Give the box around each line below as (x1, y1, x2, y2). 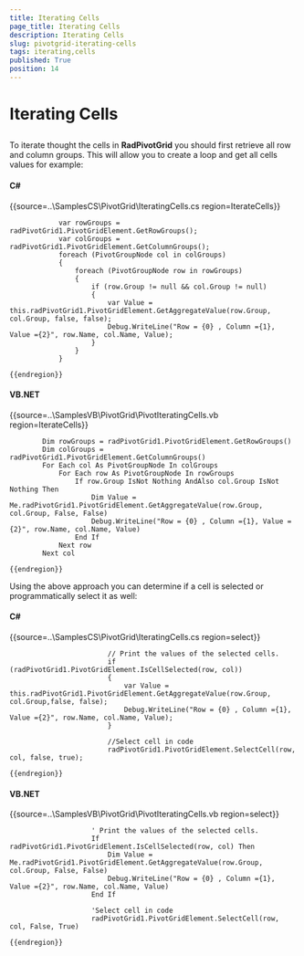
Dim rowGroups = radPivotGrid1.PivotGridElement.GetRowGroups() (42, 436, 292, 446)
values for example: (9, 159, 84, 170)
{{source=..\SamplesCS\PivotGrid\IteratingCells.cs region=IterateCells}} (9, 200, 281, 211)
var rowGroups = (58, 218, 121, 227)
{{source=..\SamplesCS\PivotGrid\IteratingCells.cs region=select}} (9, 632, 261, 643)
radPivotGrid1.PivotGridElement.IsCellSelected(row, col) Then (9, 842, 256, 852)
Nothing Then (9, 485, 59, 494)
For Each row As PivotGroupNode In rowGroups (58, 468, 235, 478)
